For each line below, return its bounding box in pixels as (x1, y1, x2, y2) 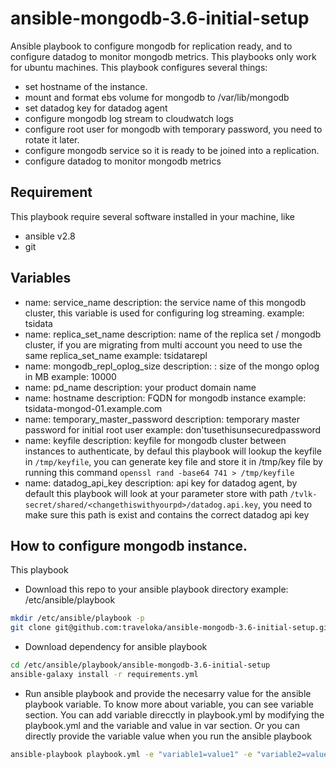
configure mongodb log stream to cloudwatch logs (24, 112, 234, 124)
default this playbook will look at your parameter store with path (24, 487, 288, 499)
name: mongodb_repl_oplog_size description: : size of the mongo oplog (24, 360, 320, 372)
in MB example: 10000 (24, 370, 117, 382)
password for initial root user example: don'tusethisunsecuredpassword (24, 423, 322, 436)
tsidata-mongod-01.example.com (24, 402, 163, 414)
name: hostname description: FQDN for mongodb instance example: (24, 392, 307, 404)
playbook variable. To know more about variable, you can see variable (24, 698, 314, 710)
